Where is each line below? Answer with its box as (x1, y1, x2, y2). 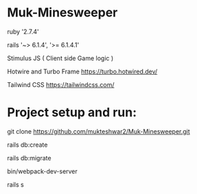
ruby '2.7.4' (7, 27, 39, 36)
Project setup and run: (7, 105, 137, 121)
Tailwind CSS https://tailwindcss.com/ (7, 80, 115, 88)
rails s (7, 180, 24, 189)
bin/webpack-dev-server (7, 167, 78, 175)
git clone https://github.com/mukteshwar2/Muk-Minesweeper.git (7, 127, 190, 135)
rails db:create (7, 141, 48, 149)
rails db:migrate (7, 154, 51, 162)
